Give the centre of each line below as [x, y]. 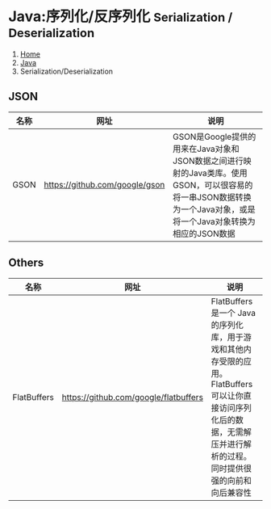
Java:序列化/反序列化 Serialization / [121, 17]
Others [26, 263]
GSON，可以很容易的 [213, 185]
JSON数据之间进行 [208, 161]
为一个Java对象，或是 [214, 209]
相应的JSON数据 [204, 233]
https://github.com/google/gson [104, 184]
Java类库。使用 [218, 173]
